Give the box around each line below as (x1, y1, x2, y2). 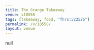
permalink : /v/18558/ (5, 21, 51, 27)
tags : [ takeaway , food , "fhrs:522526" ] (5, 17, 90, 22)
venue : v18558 (5, 12, 36, 17)
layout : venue (5, 26, 36, 31)
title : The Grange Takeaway (5, 7, 65, 13)
